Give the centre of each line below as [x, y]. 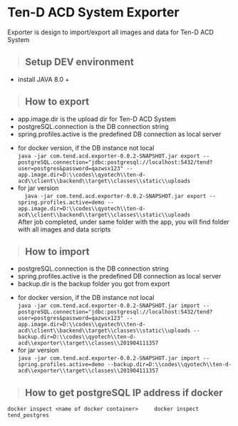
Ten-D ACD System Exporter [93, 12]
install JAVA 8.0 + [43, 79]
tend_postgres [29, 415]
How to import [57, 251]
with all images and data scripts [64, 229]
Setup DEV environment [79, 62]
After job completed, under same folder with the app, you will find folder [124, 222]
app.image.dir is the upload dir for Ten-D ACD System [97, 119]
